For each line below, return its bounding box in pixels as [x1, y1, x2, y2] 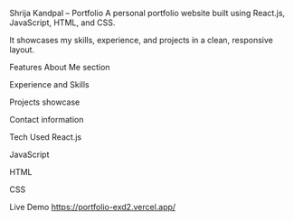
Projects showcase [9, 97, 81, 107]
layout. [9, 44, 34, 55]
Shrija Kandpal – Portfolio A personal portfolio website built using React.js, [9, 8, 286, 18]
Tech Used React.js [9, 132, 82, 143]
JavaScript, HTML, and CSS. [9, 17, 116, 28]
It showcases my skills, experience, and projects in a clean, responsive [9, 35, 273, 45]
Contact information [9, 115, 84, 124]
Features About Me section [9, 62, 110, 72]
